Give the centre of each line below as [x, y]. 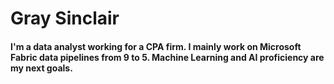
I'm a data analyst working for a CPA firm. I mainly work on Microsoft [156, 46]
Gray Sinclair [65, 18]
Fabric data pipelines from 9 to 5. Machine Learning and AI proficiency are [167, 57]
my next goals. [41, 68]
